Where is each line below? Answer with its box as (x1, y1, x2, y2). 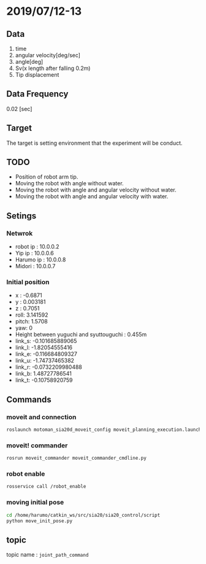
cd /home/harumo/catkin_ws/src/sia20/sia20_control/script (6, 512, 161, 518)
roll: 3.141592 (15, 311, 48, 319)
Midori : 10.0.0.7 (15, 263, 56, 270)
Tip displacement (15, 71, 59, 78)
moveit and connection (6, 412, 77, 421)
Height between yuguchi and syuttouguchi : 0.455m (15, 331, 147, 338)
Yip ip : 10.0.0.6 (15, 250, 54, 257)
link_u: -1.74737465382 (15, 357, 75, 365)
